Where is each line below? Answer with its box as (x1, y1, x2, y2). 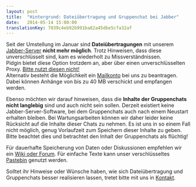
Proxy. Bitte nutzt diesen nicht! (6, 65, 80, 73)
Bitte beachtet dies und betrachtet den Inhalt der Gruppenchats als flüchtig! (6, 133, 188, 140)
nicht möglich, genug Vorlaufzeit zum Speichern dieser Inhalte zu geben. (6, 127, 183, 134)
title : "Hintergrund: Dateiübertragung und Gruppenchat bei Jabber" (6, 14, 180, 20)
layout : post (6, 8, 38, 15)
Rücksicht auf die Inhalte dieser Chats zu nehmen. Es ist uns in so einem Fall (6, 120, 191, 127)
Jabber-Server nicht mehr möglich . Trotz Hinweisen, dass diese (6, 47, 162, 54)
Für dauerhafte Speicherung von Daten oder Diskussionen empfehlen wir (6, 144, 183, 151)
